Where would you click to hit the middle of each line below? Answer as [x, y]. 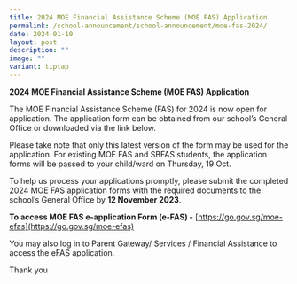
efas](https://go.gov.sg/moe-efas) [72, 226]
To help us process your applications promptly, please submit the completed [149, 180]
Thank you [29, 270]
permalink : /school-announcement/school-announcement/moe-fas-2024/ [138, 26]
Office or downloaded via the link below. [83, 127]
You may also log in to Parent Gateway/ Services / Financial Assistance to [143, 243]
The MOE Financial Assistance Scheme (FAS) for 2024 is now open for [138, 109]
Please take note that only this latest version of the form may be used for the [149, 145]
